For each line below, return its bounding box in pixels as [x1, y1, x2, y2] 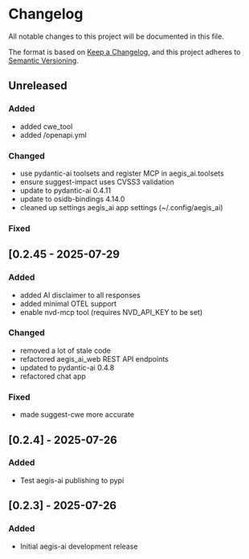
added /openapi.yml [19, 130, 87, 139]
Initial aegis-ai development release [19, 541, 138, 551]
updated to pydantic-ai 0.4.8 [19, 362, 115, 372]
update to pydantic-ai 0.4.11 [19, 185, 111, 195]
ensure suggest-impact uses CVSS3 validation [19, 176, 175, 186]
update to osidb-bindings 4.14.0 [19, 194, 125, 204]
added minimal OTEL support [19, 299, 117, 308]
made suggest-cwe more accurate [19, 410, 135, 420]
